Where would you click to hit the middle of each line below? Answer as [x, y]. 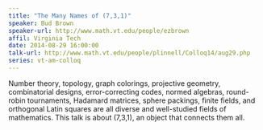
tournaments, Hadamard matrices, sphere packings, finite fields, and [141, 100]
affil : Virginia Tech [45, 38]
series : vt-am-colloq [45, 61]
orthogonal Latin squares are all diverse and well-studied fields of [117, 108]
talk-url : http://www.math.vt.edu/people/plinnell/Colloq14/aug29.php [129, 53]
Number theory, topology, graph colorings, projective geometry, [115, 83]
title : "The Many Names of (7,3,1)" [70, 16]
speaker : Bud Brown [41, 23]
